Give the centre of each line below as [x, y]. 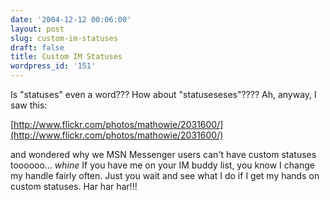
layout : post [37, 29]
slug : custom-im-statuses [64, 38]
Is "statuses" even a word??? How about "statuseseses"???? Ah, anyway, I [163, 94]
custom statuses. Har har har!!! [74, 186]
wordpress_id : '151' [53, 66]
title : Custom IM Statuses [66, 57]
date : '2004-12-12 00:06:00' [71, 19]
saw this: [29, 105]
